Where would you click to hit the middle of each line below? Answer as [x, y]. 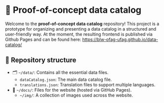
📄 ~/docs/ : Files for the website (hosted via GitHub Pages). [72, 90]
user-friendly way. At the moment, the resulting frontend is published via [79, 34]
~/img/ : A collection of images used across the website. [76, 95]
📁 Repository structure [41, 60]
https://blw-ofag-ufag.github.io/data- [120, 39]
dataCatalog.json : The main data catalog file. [66, 79]
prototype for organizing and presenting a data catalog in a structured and [81, 29]
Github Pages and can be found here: [43, 39]
